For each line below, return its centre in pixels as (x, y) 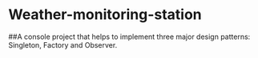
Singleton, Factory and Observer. (63, 44)
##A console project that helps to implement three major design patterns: (129, 37)
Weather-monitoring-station (105, 15)
